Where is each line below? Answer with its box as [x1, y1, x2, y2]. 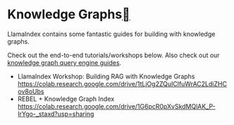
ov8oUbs [17, 87, 44, 95]
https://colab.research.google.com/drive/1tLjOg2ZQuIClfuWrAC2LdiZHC [17, 79, 228, 88]
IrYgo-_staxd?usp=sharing [17, 109, 94, 118]
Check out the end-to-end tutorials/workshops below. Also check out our [7, 51, 220, 59]
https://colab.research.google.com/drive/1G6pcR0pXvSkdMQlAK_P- [17, 102, 216, 110]
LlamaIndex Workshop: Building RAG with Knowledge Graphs [17, 72, 195, 81]
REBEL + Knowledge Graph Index [17, 95, 115, 103]
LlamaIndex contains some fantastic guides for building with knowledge [7, 30, 216, 38]
